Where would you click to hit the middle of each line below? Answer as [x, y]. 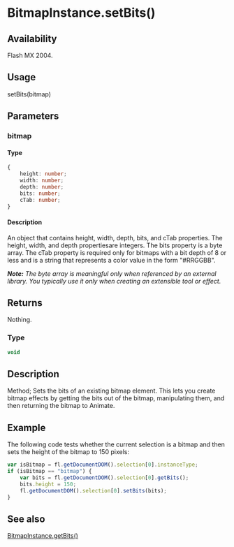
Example [27, 428]
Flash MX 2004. [30, 55]
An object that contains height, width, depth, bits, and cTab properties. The [115, 238]
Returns [25, 303]
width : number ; [42, 181]
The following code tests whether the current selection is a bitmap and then [116, 444]
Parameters [33, 116]
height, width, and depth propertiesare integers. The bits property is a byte [115, 245]
